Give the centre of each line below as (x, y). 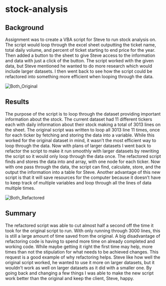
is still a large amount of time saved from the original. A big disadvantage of (83, 236)
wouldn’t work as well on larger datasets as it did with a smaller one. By (79, 268)
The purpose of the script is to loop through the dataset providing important (83, 114)
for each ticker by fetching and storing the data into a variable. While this (80, 135)
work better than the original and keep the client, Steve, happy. (70, 278)
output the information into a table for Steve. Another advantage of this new (83, 172)
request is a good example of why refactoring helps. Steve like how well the (83, 257)
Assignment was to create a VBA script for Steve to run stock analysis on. (81, 39)
